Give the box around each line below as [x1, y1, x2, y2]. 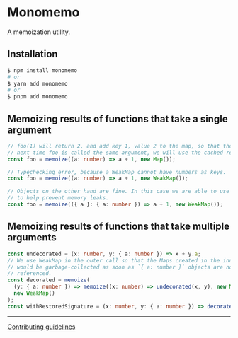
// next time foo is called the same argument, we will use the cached [7, 149, 223, 156]
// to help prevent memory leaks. [7, 194, 110, 202]
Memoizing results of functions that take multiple [7, 221, 230, 233]
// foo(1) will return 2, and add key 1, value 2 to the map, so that [7, 142, 220, 149]
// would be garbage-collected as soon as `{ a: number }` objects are [7, 263, 223, 271]
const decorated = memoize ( [7, 276, 91, 284]
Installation [7, 48, 58, 60]
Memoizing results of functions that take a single [7, 112, 228, 124]
